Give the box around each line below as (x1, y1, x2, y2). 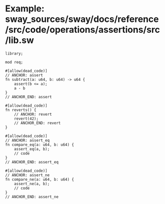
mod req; (5, 60, 23, 65)
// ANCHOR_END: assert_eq (5, 159, 58, 164)
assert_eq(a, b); (14, 146, 50, 151)
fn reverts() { (5, 107, 37, 112)
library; (5, 51, 23, 56)
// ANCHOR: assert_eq (5, 137, 50, 143)
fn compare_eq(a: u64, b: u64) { (5, 142, 74, 147)
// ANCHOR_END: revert (14, 120, 61, 126)
